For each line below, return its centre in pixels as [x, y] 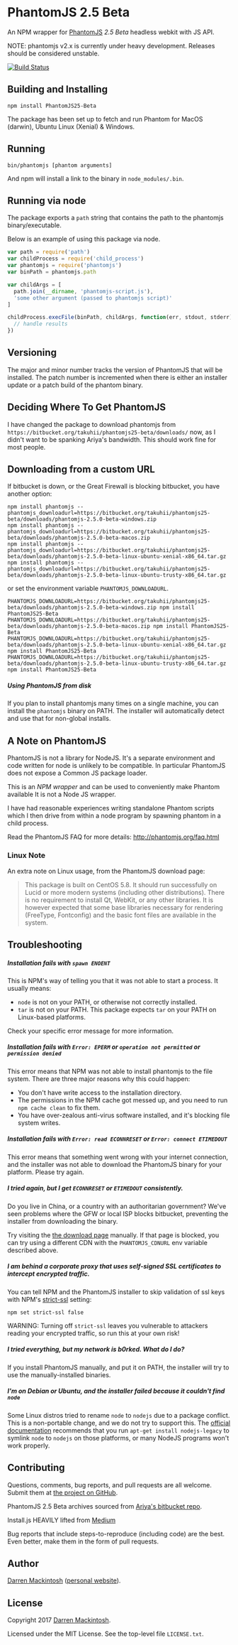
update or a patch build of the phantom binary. [75, 385]
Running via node [47, 201]
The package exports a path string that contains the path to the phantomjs [116, 218]
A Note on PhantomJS [57, 740]
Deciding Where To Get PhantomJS [87, 407]
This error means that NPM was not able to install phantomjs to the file [110, 1071]
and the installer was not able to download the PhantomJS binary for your [115, 1164]
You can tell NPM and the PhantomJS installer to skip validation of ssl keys [116, 1292]
